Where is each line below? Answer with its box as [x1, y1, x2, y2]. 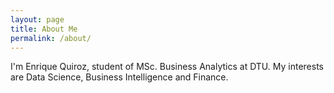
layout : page [10, 14, 65, 25]
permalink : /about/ [10, 33, 92, 43]
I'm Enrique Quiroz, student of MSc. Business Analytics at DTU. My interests [10, 61, 324, 73]
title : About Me [10, 24, 78, 34]
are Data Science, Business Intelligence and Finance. [10, 71, 229, 83]
